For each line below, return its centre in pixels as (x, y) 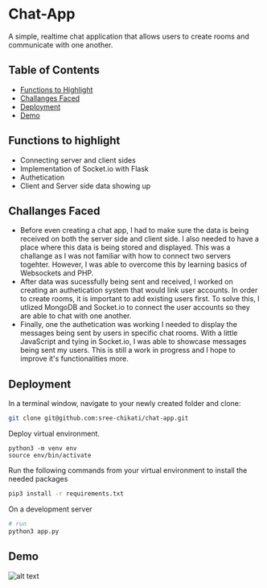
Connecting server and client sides (78, 160)
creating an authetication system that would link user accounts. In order (139, 290)
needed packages (38, 479)
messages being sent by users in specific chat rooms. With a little (129, 333)
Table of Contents (54, 70)
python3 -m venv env (43, 449)
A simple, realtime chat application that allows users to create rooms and (129, 36)
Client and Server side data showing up (85, 185)
